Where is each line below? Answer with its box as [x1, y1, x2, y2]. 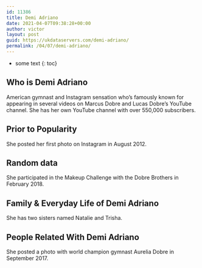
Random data [6, 158, 58, 168]
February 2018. [6, 180, 44, 188]
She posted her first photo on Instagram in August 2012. [6, 140, 147, 147]
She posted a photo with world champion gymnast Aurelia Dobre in [6, 248, 175, 255]
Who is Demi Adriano [6, 77, 88, 88]
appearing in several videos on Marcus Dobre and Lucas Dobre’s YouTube [6, 100, 192, 107]
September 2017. [6, 254, 49, 262]
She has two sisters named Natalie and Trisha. [6, 214, 123, 222]
